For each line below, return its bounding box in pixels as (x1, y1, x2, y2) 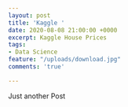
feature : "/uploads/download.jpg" (8, 56, 122, 64)
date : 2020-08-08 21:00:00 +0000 (8, 26, 118, 34)
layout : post (8, 11, 51, 20)
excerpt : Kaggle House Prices (8, 33, 108, 42)
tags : (8, 41, 26, 49)
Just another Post (8, 91, 66, 101)
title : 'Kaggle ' (8, 19, 65, 27)
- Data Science (8, 48, 58, 56)
